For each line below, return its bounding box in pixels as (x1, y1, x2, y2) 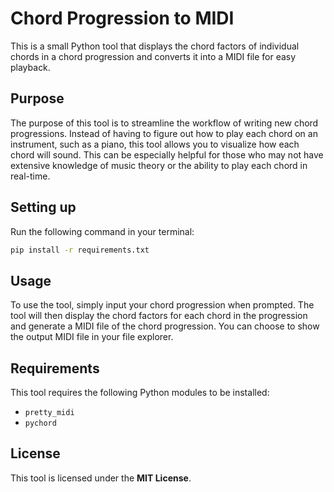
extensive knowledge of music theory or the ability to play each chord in (10, 159, 308, 171)
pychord (24, 418, 57, 429)
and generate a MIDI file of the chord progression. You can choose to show (10, 320, 320, 332)
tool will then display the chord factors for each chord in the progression (10, 310, 308, 322)
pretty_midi (24, 408, 75, 418)
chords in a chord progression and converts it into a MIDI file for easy (10, 50, 297, 62)
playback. (10, 61, 51, 73)
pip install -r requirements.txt (10, 245, 150, 255)
